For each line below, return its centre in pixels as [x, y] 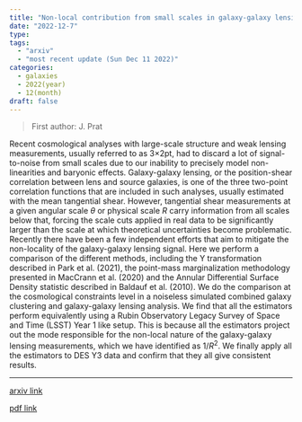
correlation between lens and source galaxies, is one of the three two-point [149, 182]
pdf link [23, 409]
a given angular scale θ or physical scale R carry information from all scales [150, 211]
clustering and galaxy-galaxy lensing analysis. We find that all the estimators [151, 306]
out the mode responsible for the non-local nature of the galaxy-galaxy [141, 335]
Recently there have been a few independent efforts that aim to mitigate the [149, 240]
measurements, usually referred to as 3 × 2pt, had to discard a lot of [133, 154]
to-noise [25, 163]
